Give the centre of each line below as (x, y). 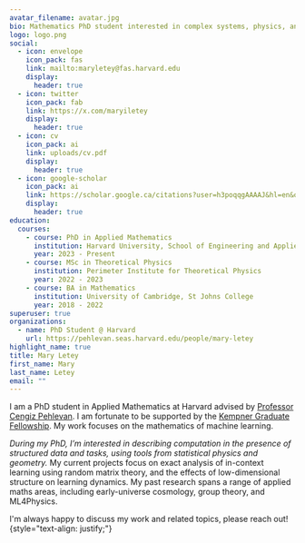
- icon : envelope (50, 52)
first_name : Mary (42, 364)
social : (24, 43)
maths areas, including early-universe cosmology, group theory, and (137, 492)
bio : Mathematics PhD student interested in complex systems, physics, (148, 26)
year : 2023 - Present (74, 254)
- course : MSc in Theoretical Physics (99, 263)
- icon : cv (38, 136)
